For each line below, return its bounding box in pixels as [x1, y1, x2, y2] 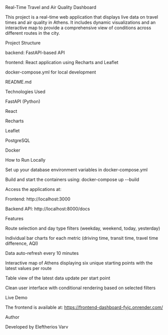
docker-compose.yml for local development [5, 69, 96, 75]
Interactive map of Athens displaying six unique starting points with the [5, 260, 153, 266]
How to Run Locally [5, 157, 46, 163]
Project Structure [5, 40, 41, 46]
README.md [5, 79, 32, 85]
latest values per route [5, 265, 52, 271]
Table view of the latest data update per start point [5, 275, 110, 281]
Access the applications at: [5, 186, 62, 192]
